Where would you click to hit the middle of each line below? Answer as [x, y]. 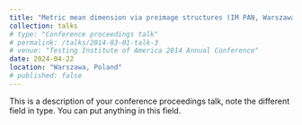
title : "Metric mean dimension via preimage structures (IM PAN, [134, 17]
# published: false [46, 76]
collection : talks [44, 26]
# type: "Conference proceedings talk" [84, 34]
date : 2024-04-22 [42, 59]
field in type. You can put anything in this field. [95, 110]
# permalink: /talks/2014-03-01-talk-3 [84, 42]
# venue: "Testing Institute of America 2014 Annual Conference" [134, 51]
